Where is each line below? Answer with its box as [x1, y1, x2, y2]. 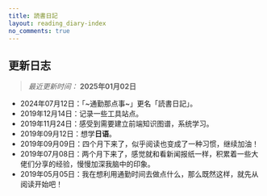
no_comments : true [8, 27, 70, 35]
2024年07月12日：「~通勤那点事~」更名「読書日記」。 [19, 98, 198, 109]
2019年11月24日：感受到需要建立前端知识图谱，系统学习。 [19, 119, 214, 129]
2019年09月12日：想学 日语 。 [19, 129, 117, 139]
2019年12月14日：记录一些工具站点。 [19, 109, 144, 119]
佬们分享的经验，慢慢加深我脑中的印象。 [19, 159, 155, 169]
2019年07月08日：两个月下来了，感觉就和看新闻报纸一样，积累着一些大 [19, 149, 259, 159]
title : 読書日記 [8, 11, 58, 20]
